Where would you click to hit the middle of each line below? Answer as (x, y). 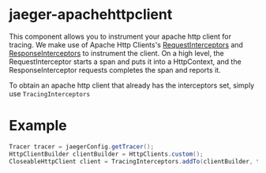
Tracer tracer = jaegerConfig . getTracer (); (82, 147)
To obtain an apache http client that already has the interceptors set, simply (132, 85)
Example (38, 126)
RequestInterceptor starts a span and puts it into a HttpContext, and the (125, 62)
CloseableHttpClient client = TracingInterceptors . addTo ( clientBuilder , (131, 161)
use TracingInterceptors (49, 93)
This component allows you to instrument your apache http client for (120, 36)
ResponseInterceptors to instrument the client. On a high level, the (116, 53)
